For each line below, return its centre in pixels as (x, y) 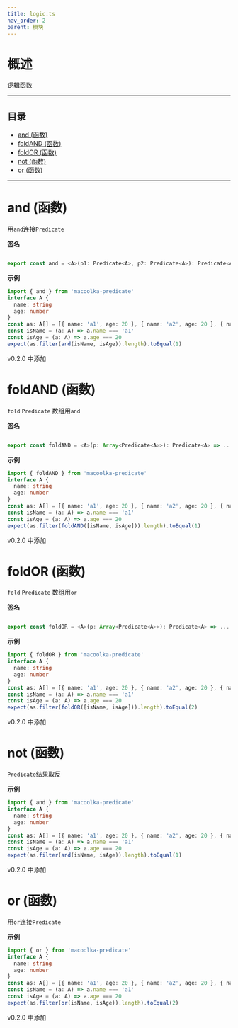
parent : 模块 (25, 27)
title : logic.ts (31, 14)
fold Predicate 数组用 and (44, 411)
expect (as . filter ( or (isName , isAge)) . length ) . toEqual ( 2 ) (93, 1003)
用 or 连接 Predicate (34, 922)
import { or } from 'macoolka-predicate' (69, 950)
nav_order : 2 (27, 21)
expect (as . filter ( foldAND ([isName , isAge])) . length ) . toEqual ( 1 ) (104, 526)
